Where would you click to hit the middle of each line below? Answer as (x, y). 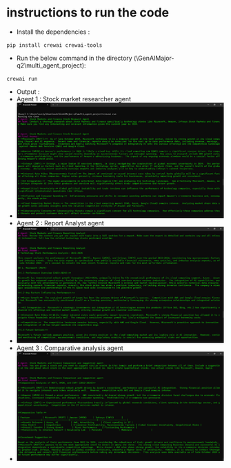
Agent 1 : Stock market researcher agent (74, 99)
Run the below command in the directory (74, 58)
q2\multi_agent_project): (51, 65)
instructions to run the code (88, 13)
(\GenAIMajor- (154, 58)
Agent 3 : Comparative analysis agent (70, 348)
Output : (28, 92)
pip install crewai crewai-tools (54, 45)
